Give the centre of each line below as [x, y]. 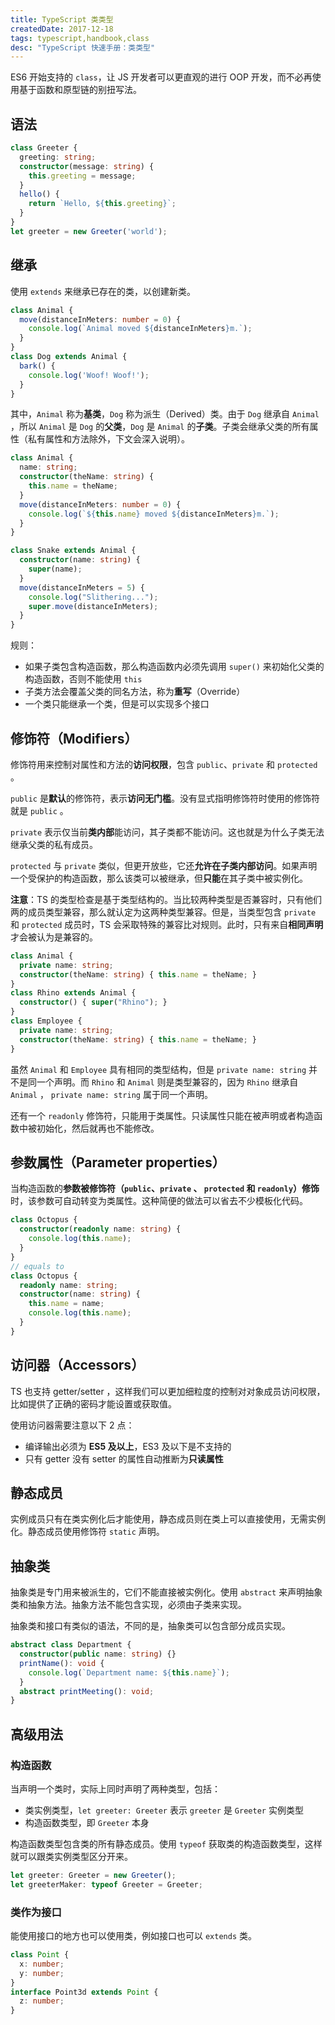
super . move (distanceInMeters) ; [93, 606]
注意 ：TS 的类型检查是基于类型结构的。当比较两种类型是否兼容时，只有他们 [166, 899]
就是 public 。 [39, 810]
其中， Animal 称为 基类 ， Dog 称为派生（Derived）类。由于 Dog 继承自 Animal [165, 414]
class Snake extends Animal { [73, 551]
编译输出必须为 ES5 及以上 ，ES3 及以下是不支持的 [128, 1446]
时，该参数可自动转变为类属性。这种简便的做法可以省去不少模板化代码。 [159, 1201]
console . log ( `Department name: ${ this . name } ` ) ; [129, 1672]
